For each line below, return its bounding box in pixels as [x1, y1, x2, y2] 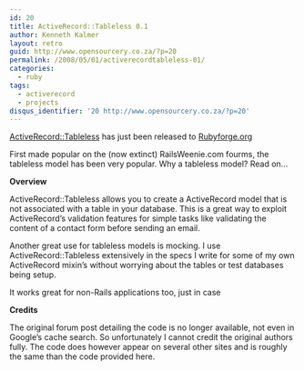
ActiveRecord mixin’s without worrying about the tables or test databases [9, 260, 284, 271]
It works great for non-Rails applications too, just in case [9, 287, 221, 298]
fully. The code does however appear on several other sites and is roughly [9, 342, 289, 353]
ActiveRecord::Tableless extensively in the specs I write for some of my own [9, 250, 295, 261]
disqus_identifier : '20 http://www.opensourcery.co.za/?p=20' [9, 106, 250, 115]
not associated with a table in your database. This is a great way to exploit [9, 204, 288, 215]
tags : [9, 81, 30, 90]
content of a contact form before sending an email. [9, 223, 200, 234]
